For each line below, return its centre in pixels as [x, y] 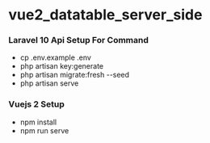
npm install [38, 122]
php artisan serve [49, 83]
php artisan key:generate [62, 66]
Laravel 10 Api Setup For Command [79, 40]
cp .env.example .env [55, 57]
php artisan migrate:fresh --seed [75, 75]
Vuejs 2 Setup [36, 104]
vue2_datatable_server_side [105, 15]
